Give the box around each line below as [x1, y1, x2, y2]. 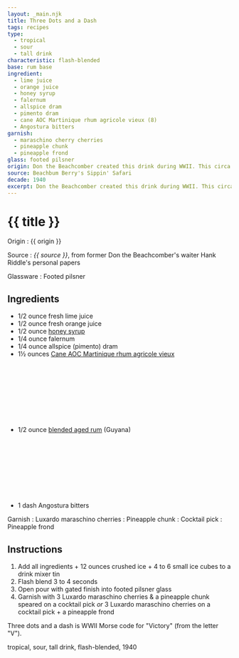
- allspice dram [14, 103, 62, 110]
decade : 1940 [7, 176, 46, 183]
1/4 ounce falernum [17, 334, 75, 343]
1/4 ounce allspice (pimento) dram [17, 342, 119, 351]
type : [7, 30, 23, 38]
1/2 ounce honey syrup [17, 327, 85, 336]
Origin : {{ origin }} [7, 237, 62, 246]
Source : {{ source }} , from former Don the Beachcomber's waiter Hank [7, 251, 216, 259]
